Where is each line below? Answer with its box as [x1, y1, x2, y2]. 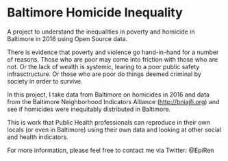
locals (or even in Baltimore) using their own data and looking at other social [7, 125, 222, 134]
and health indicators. [7, 132, 68, 141]
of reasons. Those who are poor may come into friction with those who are [7, 55, 218, 63]
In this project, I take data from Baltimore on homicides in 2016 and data [7, 90, 210, 99]
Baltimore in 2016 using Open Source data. [7, 34, 128, 42]
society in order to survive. [7, 77, 83, 85]
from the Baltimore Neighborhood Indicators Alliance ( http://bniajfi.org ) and [7, 97, 220, 106]
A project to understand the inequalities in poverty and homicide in [7, 27, 195, 36]
